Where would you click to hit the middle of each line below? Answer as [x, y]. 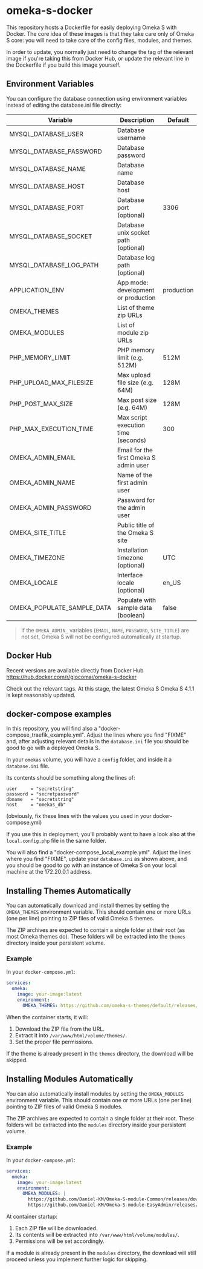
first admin [132, 483]
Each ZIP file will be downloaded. [56, 1228]
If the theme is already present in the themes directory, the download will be [100, 1053]
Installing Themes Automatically [69, 891]
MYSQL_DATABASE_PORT [47, 207]
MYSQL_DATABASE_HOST [47, 186]
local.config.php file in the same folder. [56, 841]
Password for [136, 500]
